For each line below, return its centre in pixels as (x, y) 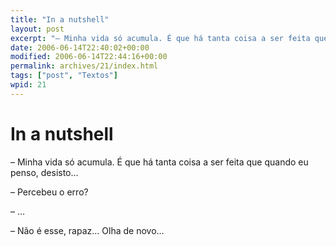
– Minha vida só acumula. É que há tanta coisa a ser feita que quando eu (159, 162)
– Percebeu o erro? (49, 192)
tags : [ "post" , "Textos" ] (64, 76)
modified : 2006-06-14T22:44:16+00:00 (89, 57)
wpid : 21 (28, 85)
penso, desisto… (44, 172)
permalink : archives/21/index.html (84, 66)
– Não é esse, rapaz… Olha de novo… (87, 230)
